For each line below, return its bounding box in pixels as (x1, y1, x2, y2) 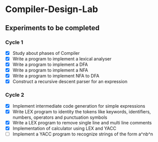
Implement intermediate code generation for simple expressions (12, 103, 145, 109)
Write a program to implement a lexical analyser (12, 55, 112, 61)
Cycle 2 (5, 92, 24, 99)
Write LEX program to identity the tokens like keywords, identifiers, (12, 108, 151, 114)
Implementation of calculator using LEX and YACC (12, 125, 117, 131)
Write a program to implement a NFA (12, 67, 88, 74)
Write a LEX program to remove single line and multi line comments (12, 119, 152, 125)
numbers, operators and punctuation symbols (12, 114, 107, 120)
